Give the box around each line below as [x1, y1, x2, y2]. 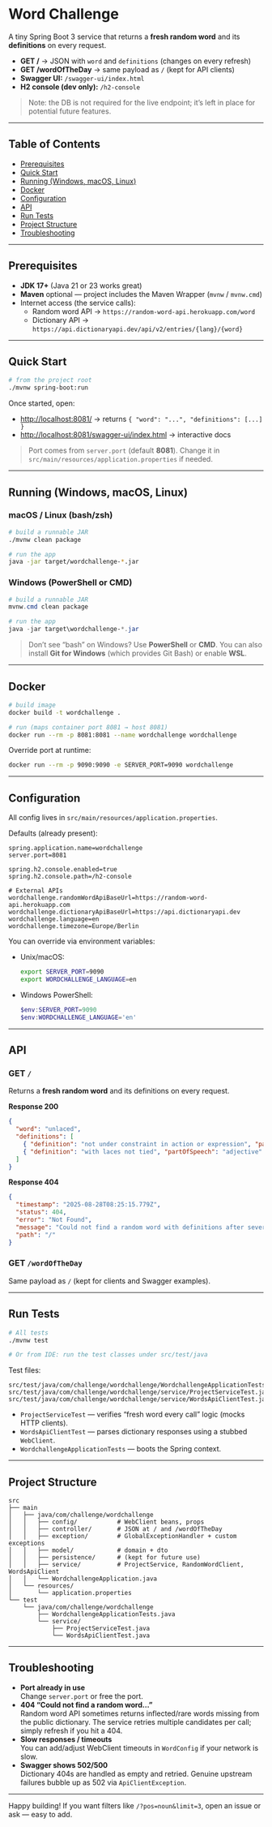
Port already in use [19, 1683, 86, 1692]
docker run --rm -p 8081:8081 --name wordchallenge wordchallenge [8, 731, 237, 739]
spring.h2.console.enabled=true [8, 866, 117, 874]
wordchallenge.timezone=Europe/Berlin [8, 922, 139, 931]
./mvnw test [8, 1336, 49, 1344]
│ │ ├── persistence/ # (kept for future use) [8, 1554, 201, 1562]
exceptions [8, 1539, 45, 1548]
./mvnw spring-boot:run [8, 384, 89, 392]
